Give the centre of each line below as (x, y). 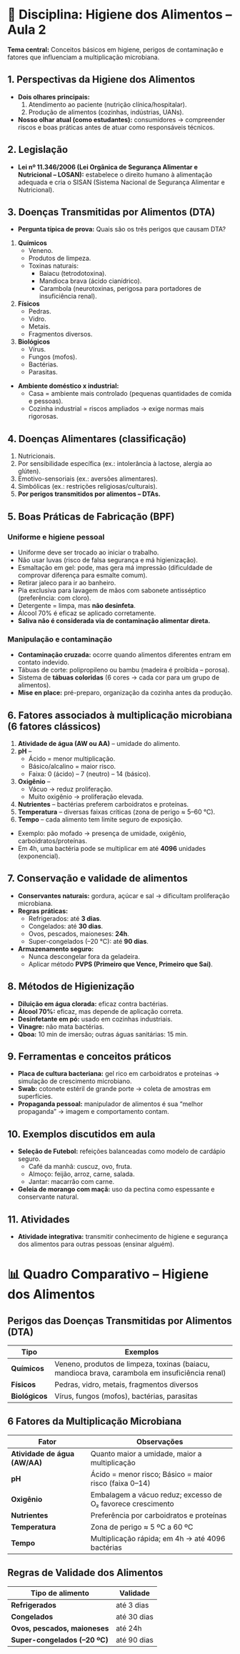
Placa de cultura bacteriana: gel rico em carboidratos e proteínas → (119, 1074)
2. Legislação (38, 150)
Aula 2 (27, 30)
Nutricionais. (36, 456)
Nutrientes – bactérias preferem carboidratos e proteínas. (103, 804)
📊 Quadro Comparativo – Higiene (108, 1274)
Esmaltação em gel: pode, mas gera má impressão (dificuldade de (115, 567)
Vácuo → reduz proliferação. (70, 789)
